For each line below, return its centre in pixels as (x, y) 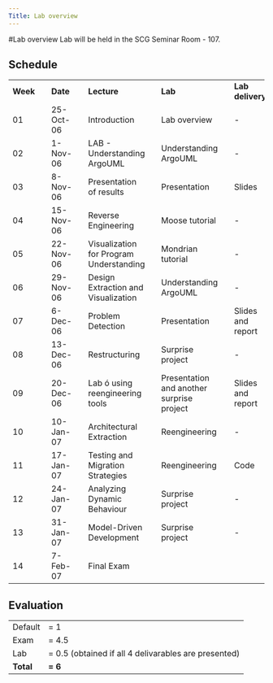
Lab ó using (110, 383)
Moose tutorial (189, 220)
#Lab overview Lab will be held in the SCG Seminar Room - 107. (115, 39)
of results (106, 192)
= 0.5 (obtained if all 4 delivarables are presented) (144, 654)
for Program (111, 254)
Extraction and (116, 288)
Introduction (111, 120)
